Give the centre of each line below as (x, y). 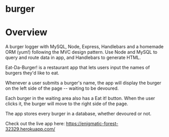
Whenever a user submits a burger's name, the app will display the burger (83, 83)
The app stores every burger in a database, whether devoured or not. (78, 114)
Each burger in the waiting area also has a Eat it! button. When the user (80, 99)
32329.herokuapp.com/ (30, 129)
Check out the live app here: (35, 124)
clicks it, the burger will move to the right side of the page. (67, 104)
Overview (26, 33)
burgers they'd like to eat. (33, 73)
